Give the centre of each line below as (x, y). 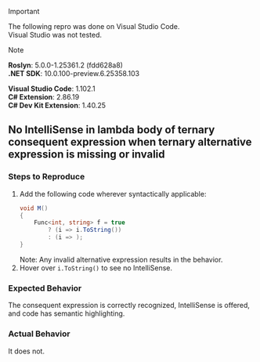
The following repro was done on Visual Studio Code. (94, 26)
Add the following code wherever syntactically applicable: (113, 194)
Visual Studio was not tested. (55, 35)
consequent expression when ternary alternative (130, 142)
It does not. (27, 351)
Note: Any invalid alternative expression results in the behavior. (121, 259)
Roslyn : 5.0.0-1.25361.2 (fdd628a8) (66, 65)
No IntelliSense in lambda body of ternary (112, 130)
